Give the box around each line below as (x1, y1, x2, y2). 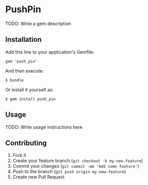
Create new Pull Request (12, 174, 65, 180)
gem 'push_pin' (5, 59, 38, 64)
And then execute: (5, 67, 44, 74)
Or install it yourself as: (5, 86, 54, 92)
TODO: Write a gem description (5, 20, 71, 27)
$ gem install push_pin (5, 96, 56, 102)
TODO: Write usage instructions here (5, 124, 83, 130)
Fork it (12, 152, 27, 158)
